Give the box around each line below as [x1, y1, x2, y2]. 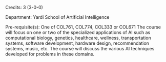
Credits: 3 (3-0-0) [5, 5, 44, 10]
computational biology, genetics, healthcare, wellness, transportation [5, 35, 151, 41]
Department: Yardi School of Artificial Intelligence [5, 14, 110, 20]
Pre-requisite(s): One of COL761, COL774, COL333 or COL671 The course [5, 24, 161, 30]
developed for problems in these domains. [5, 51, 95, 57]
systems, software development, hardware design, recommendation [5, 40, 150, 46]
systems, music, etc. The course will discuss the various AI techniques [5, 46, 155, 51]
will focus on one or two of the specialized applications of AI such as [5, 29, 151, 35]
